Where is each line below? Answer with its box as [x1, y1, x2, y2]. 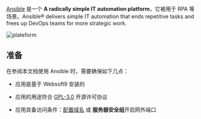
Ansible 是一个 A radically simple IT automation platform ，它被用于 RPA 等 [6, 5, 195, 12]
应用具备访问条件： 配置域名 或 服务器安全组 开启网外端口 [15, 106, 156, 113]
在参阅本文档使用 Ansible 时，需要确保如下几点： [6, 67, 129, 74]
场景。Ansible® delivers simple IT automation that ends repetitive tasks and [6, 13, 195, 20]
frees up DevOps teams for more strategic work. [6, 20, 127, 27]
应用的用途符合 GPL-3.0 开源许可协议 [15, 93, 108, 100]
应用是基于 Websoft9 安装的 [15, 80, 85, 88]
